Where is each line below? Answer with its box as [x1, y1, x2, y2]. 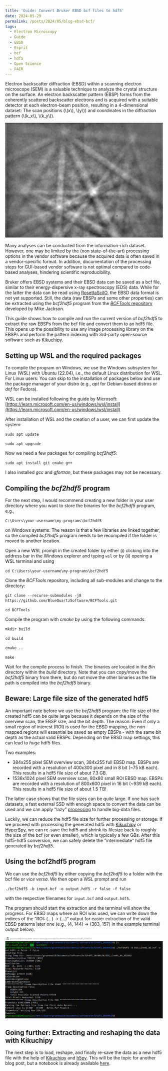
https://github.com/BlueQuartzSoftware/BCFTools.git [5, 598, 117, 603]
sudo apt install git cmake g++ [5, 460, 72, 466]
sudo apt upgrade [5, 441, 41, 447]
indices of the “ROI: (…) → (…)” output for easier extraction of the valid [5, 915, 150, 922]
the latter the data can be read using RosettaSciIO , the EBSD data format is [5, 289, 159, 296]
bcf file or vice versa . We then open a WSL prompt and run [5, 876, 126, 882]
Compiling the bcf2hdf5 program [5, 484, 110, 493]
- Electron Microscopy [9, 29, 57, 35]
